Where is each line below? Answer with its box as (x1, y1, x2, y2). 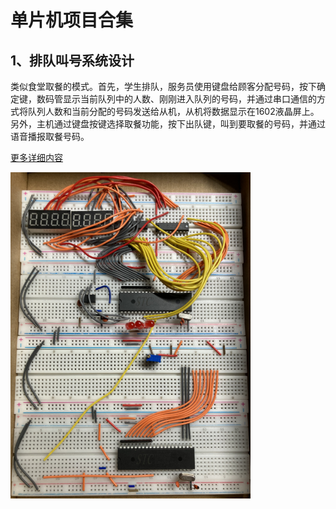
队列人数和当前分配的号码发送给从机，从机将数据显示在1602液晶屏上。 (27, 106, 320, 117)
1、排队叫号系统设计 (10, 52, 135, 69)
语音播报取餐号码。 (10, 131, 90, 142)
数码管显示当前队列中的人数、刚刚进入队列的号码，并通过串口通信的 (36, 93, 317, 105)
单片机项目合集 (10, 9, 134, 32)
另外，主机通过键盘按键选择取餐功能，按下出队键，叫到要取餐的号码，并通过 (10, 118, 326, 130)
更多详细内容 (10, 152, 63, 163)
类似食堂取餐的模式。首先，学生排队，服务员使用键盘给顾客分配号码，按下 (10, 81, 317, 92)
